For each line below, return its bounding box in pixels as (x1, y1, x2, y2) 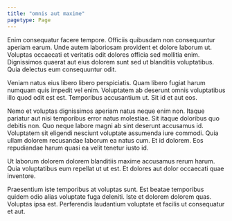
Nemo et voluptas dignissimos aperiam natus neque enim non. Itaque (7, 107, 205, 115)
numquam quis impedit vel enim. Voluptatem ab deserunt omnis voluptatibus (7, 86, 226, 94)
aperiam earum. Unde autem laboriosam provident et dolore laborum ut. (7, 43, 213, 51)
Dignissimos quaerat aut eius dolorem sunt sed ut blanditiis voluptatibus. (7, 58, 215, 66)
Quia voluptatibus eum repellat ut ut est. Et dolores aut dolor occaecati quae (7, 164, 224, 173)
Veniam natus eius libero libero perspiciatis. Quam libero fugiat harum (7, 78, 206, 87)
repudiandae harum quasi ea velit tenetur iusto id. (7, 143, 149, 152)
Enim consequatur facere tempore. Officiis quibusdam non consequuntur (7, 35, 216, 44)
